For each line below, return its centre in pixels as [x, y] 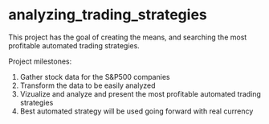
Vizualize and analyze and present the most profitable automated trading [140, 93]
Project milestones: [40, 61]
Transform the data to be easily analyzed [88, 85]
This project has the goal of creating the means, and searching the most [128, 37]
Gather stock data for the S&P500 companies [95, 76]
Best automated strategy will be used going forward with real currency [137, 111]
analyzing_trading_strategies [108, 15]
